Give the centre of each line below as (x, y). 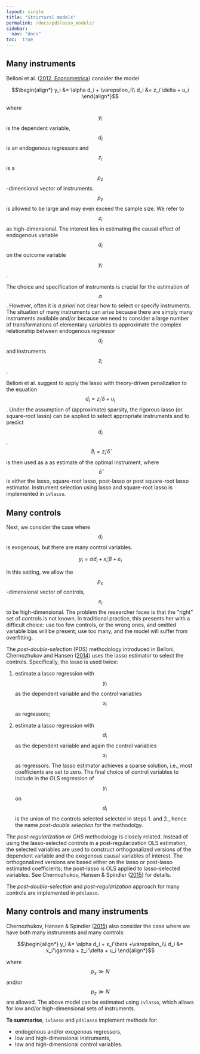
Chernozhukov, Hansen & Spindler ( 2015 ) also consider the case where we (98, 926)
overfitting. (20, 638)
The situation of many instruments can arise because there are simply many (99, 312)
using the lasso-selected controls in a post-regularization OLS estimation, (96, 843)
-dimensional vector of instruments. (50, 188)
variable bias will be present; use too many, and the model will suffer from (97, 631)
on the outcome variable (36, 255)
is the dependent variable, (38, 128)
